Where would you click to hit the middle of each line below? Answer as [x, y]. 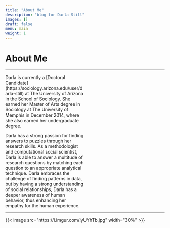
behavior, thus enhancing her [36, 200]
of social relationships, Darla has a [41, 189]
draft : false [19, 24]
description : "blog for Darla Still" [45, 15]
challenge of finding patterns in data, [44, 178]
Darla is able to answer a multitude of [44, 157]
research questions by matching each [45, 162]
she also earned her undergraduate [42, 120]
